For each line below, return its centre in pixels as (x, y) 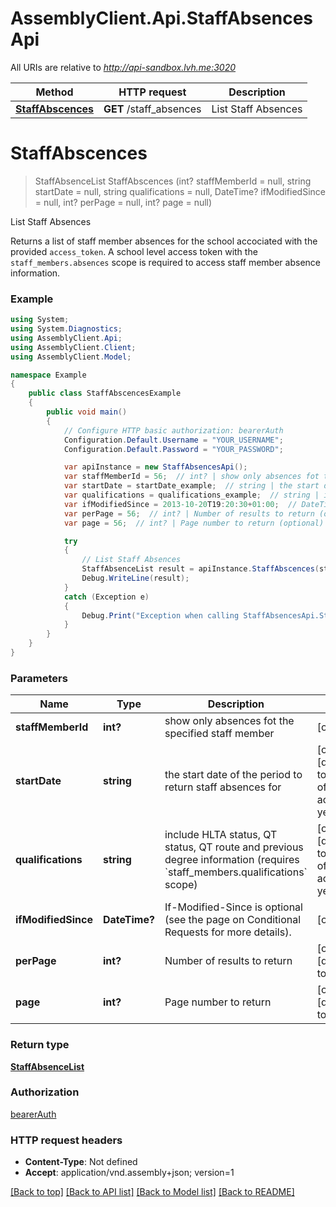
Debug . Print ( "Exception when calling (160, 615)
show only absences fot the (229, 721)
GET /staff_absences (152, 109)
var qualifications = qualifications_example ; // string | (191, 495)
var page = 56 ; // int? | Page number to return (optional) (194, 523)
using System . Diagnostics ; (66, 329)
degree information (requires (232, 860)
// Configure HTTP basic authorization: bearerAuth (173, 430)
